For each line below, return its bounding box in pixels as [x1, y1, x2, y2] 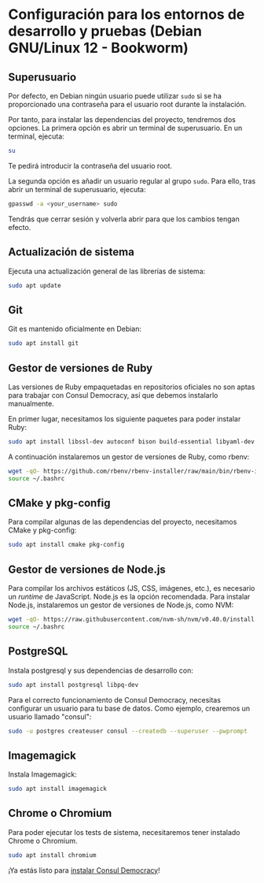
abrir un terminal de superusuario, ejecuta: [8, 184, 146, 194]
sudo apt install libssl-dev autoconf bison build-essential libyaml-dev [8, 437, 255, 446]
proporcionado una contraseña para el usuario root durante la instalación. [8, 100, 247, 109]
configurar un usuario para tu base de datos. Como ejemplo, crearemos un [8, 703, 251, 713]
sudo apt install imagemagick [8, 785, 108, 793]
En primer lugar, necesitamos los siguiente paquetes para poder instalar [8, 414, 241, 423]
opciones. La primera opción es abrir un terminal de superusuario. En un [8, 124, 243, 132]
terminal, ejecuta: [8, 132, 64, 141]
